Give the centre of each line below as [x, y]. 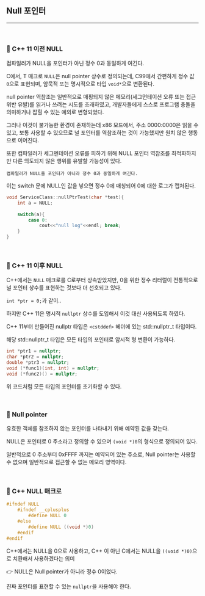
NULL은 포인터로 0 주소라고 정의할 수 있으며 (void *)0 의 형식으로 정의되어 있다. [102, 442]
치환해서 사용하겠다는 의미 [44, 558]
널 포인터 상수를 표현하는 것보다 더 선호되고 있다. [64, 288]
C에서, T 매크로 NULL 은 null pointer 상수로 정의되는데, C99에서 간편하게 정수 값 [100, 76]
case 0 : [38, 220]
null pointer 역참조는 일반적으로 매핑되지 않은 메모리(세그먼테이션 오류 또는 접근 [101, 97]
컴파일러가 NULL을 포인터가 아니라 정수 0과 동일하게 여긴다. [72, 174]
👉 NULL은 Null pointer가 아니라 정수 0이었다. [62, 571]
